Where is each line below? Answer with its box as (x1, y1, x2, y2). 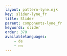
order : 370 (5, 30, 27, 35)
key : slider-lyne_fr (5, 12, 47, 17)
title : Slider (5, 16, 34, 21)
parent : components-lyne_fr (5, 20, 63, 26)
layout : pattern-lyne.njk (5, 7, 58, 12)
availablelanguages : (5, 35, 47, 39)
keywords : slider (5, 25, 41, 30)
